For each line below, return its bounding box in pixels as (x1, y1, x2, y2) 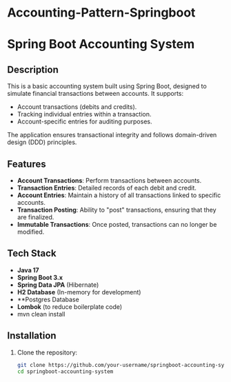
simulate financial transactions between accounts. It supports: (7, 90, 184, 98)
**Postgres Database (17, 295, 79, 303)
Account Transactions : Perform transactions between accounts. (17, 177, 202, 184)
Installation (7, 330, 57, 342)
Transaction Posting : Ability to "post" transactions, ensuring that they (17, 205, 217, 214)
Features (7, 158, 46, 170)
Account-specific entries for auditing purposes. (17, 117, 152, 125)
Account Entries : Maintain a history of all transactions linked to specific (17, 191, 221, 199)
